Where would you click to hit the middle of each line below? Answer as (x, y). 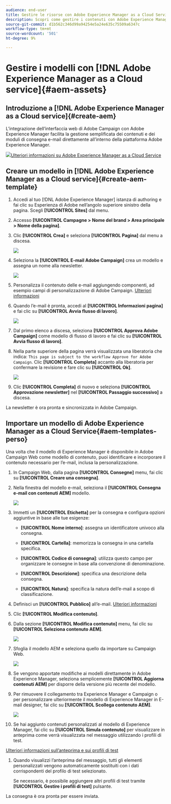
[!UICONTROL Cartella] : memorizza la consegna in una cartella (87, 543)
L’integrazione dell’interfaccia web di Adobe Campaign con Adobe (75, 128)
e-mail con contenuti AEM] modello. (52, 493)
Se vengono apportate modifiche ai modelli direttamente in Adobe (82, 673)
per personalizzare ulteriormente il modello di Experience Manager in (85, 699)
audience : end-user (26, 10)
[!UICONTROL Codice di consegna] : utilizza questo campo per (87, 558)
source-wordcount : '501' (32, 34)
